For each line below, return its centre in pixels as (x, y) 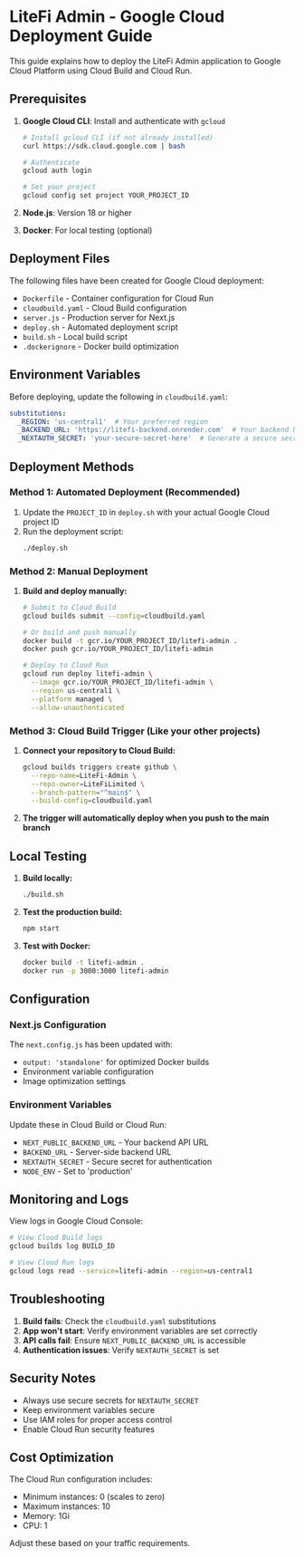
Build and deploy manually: (75, 591)
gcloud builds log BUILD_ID (62, 1246)
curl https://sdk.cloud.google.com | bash (104, 146)
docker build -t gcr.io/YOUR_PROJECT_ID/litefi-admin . (130, 640)
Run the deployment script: (73, 531)
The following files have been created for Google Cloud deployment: (137, 280)
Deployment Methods (71, 467)
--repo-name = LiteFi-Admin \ (84, 775)
